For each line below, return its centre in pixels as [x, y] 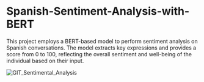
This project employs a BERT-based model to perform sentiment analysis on [102, 41]
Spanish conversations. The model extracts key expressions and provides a [101, 48]
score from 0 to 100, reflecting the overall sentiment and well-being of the [99, 54]
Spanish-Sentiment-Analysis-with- [98, 11]
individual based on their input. [45, 61]
